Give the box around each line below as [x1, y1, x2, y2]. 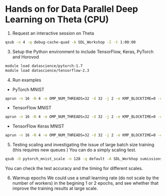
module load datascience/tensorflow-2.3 [5, 68, 90, 73]
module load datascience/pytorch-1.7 [5, 63, 83, 68]
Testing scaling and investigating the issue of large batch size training [12, 142, 155, 148]
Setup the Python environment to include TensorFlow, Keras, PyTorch [12, 48, 154, 55]
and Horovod [12, 54, 39, 60]
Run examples [12, 77, 41, 83]
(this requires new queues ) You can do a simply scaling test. [12, 147, 137, 153]
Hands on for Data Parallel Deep [5, 3, 138, 15]
